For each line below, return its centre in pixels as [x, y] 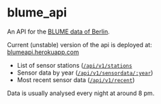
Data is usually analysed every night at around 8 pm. [81, 93]
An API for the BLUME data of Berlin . [59, 31]
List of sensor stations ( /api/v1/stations [74, 65]
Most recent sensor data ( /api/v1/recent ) [76, 79]
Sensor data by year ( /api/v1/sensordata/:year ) [85, 73]
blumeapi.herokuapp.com [43, 52]
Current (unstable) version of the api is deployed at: [79, 44]
